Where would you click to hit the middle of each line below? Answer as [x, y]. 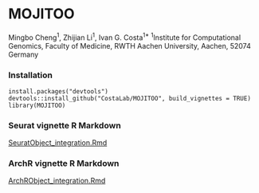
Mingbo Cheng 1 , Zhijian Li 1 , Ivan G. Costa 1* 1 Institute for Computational [125, 37]
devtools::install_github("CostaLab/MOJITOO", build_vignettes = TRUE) [129, 98]
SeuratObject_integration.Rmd [58, 143]
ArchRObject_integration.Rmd [57, 181]
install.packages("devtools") [59, 91]
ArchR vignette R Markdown [64, 163]
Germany [24, 54]
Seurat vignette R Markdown [65, 125]
